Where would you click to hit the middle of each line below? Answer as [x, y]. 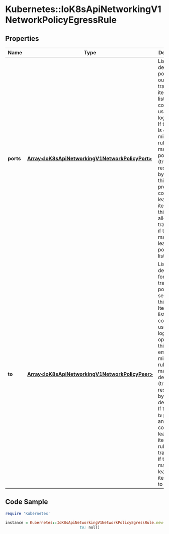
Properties [22, 38]
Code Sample [27, 502]
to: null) [90, 527]
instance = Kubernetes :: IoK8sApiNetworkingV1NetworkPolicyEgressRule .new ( [85, 522]
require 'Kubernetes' [28, 513]
